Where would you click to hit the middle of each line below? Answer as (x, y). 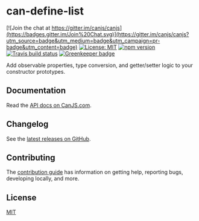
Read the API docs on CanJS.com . (49, 105)
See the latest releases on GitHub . (49, 139)
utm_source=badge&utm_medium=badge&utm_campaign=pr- (83, 40)
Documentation (36, 91)
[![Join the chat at (28, 28)
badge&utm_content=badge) (42, 47)
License (21, 197)
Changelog (27, 124)
